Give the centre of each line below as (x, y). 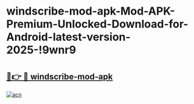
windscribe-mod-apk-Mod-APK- (91, 11)
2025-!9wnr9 (41, 50)
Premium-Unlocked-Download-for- (97, 24)
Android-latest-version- (68, 37)
